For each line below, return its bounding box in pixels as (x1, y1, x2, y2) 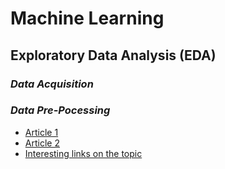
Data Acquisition (10, 77, 94, 91)
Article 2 (24, 137, 60, 149)
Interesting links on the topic (24, 147, 143, 159)
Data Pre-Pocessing (10, 103, 111, 117)
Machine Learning (10, 7, 165, 30)
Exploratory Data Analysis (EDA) (10, 47, 217, 64)
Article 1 (24, 126, 59, 138)
